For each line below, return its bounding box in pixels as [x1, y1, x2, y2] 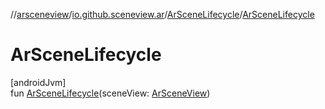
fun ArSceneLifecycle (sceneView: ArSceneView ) [10, 87, 211, 99]
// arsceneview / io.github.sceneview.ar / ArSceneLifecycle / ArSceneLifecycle [10, 9, 315, 20]
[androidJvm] [10, 76, 67, 88]
